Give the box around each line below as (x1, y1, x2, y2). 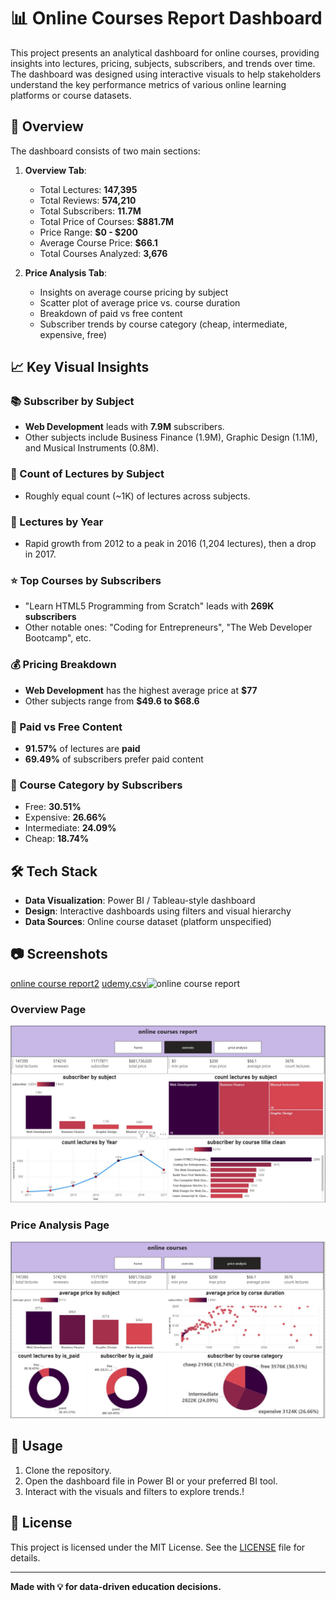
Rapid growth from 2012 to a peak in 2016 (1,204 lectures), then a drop (24, 538, 317, 550)
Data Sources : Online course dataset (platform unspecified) (24, 916, 272, 928)
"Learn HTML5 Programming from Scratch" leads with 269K (24, 600, 275, 612)
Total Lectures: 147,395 (39, 183, 138, 195)
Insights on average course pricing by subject (39, 286, 229, 298)
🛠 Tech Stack (10, 863, 98, 880)
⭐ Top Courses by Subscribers (10, 573, 162, 587)
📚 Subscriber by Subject (10, 395, 135, 409)
